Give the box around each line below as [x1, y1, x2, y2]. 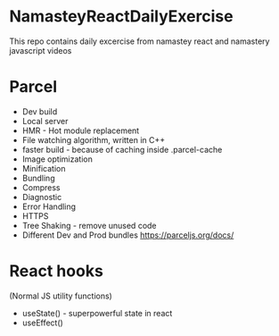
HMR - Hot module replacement [21, 125, 140, 136]
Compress [21, 181, 61, 193]
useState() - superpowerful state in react [21, 307, 173, 318]
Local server [21, 115, 69, 126]
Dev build [21, 105, 58, 117]
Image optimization [21, 154, 94, 164]
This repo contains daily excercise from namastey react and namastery [9, 36, 270, 46]
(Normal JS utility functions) [9, 290, 113, 301]
